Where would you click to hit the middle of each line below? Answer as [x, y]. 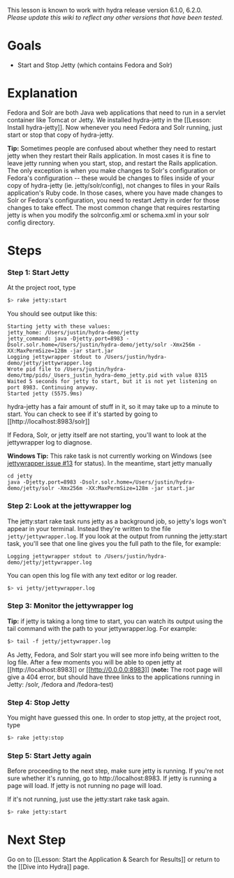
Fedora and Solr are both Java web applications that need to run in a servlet [116, 112]
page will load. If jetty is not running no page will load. [85, 786]
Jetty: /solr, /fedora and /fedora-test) [60, 684]
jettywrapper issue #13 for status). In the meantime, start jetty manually [110, 463]
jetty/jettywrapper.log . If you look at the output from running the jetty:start [117, 536]
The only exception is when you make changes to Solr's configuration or [111, 170]
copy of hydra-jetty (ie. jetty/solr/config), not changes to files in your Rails [114, 185]
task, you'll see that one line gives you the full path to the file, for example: [114, 543]
